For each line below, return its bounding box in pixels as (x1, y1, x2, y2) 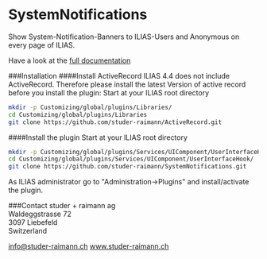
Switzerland (8, 226, 48, 236)
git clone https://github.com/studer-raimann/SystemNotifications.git (8, 163, 247, 171)
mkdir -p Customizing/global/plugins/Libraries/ (8, 103, 172, 111)
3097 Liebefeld (8, 218, 58, 227)
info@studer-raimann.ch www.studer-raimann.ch (8, 242, 169, 251)
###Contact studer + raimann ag (8, 201, 116, 211)
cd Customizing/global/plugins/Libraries (8, 110, 148, 118)
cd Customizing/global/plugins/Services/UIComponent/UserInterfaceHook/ (8, 155, 254, 164)
